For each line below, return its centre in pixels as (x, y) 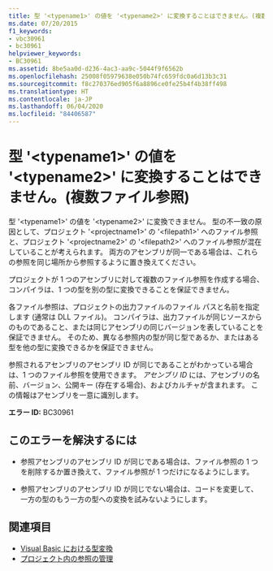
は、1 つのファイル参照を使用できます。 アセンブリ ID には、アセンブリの (131, 374)
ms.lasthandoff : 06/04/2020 (56, 106)
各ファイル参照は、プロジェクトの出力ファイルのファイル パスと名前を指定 (134, 306)
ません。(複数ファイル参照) (99, 198)
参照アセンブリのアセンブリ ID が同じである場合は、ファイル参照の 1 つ (139, 461)
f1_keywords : (30, 31)
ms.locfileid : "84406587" (52, 115)
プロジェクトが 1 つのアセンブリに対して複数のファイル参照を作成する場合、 (136, 279)
